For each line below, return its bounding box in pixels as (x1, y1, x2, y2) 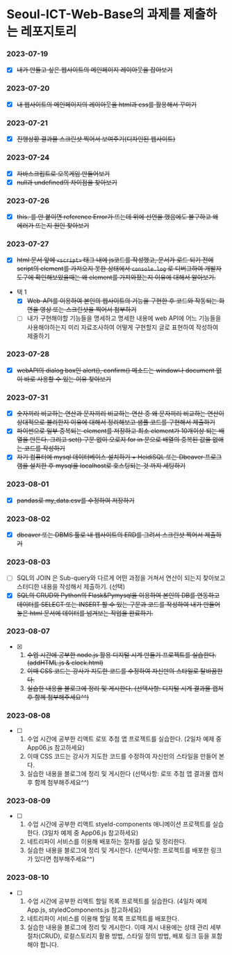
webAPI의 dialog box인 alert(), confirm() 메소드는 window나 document (16, 366, 215, 374)
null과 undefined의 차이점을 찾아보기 (16, 178, 117, 187)
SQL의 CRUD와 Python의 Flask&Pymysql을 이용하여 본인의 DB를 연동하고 (16, 591, 220, 599)
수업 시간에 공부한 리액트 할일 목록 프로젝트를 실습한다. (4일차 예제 (26, 897, 208, 905)
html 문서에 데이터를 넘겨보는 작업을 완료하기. (29, 608, 154, 617)
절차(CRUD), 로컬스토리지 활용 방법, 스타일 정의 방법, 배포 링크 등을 (26, 931, 210, 940)
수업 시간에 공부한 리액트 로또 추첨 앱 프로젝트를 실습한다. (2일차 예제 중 (26, 735, 222, 743)
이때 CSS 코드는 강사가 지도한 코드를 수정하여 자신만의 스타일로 (26, 666, 199, 675)
